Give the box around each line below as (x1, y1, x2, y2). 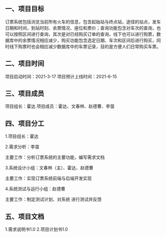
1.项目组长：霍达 (5, 133, 39, 140)
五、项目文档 (5, 212, 44, 221)
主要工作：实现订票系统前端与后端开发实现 (5, 175, 92, 182)
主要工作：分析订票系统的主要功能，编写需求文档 (5, 154, 105, 160)
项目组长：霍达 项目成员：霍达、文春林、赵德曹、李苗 (5, 103, 115, 109)
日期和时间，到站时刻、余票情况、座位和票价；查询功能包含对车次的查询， (5, 25, 157, 31)
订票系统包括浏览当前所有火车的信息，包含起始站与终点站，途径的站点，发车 (5, 19, 161, 25)
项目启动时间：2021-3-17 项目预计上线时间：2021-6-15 (5, 73, 117, 79)
